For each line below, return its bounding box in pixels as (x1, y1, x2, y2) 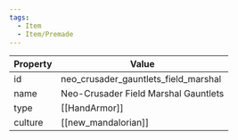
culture (13, 117, 44, 129)
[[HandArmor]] (61, 102, 124, 114)
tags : (9, 12, 29, 22)
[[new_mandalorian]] (61, 117, 150, 129)
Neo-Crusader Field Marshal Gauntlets (61, 87, 225, 100)
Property (13, 58, 53, 70)
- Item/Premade (17, 29, 74, 38)
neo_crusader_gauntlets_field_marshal (61, 73, 222, 86)
